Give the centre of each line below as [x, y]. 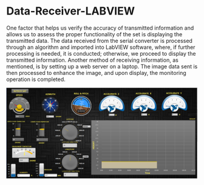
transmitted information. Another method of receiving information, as [93, 60]
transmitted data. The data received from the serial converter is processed [100, 41]
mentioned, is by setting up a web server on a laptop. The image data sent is [102, 66]
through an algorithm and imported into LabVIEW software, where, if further [101, 47]
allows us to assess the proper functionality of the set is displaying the [94, 34]
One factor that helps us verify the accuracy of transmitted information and [100, 28]
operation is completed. [36, 79]
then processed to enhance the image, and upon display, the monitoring [96, 73]
